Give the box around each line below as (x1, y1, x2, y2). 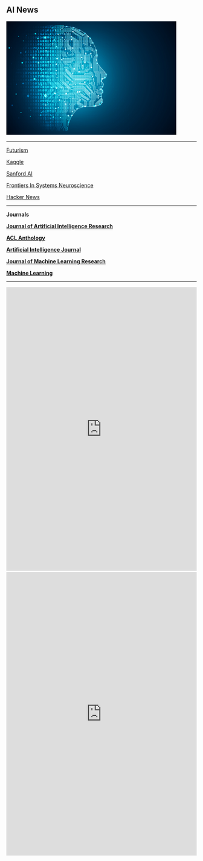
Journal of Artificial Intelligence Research (6, 222, 114, 229)
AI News (6, 5, 39, 15)
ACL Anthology (6, 234, 45, 241)
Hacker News (6, 193, 40, 200)
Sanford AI (6, 169, 33, 177)
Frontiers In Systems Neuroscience (6, 182, 94, 189)
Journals (6, 211, 29, 218)
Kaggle (6, 158, 24, 165)
